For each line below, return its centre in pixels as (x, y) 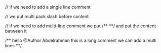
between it (16, 31)
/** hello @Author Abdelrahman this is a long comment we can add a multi (81, 40)
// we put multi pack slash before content (47, 16)
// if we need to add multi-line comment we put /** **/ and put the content (81, 26)
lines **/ (14, 45)
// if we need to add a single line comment (48, 7)
